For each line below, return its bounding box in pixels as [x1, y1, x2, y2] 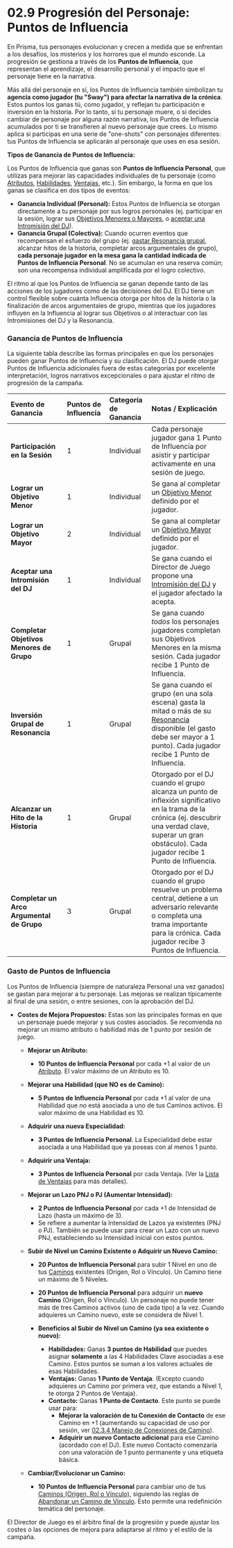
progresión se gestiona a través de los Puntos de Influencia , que [7, 57, 193, 65]
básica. [58, 1455, 80, 1463]
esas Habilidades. [48, 1367, 99, 1375]
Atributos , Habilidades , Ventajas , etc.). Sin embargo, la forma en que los [7, 178, 213, 187]
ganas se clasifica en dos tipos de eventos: [7, 186, 130, 194]
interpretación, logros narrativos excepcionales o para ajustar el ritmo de [7, 371, 215, 380]
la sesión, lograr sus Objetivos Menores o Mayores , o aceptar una [17, 214, 206, 223]
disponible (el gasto [151, 724, 216, 733]
